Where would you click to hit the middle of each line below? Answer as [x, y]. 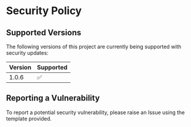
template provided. [29, 118]
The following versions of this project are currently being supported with [94, 46]
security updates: [27, 53]
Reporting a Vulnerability [53, 98]
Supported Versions [43, 33]
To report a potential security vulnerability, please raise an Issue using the [95, 112]
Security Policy [44, 11]
